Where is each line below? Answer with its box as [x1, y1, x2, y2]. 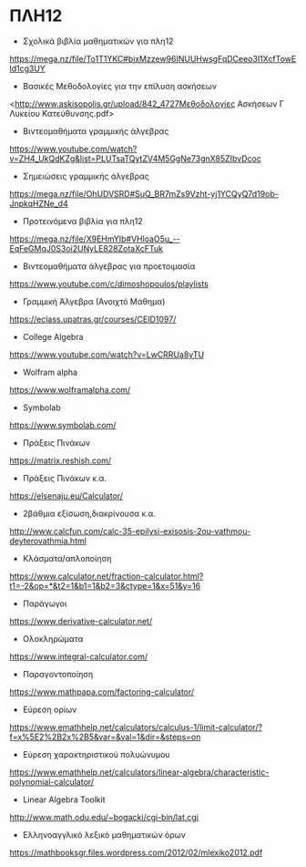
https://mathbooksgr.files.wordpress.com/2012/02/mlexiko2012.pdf [9, 847, 263, 858]
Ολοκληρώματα [22, 633, 84, 644]
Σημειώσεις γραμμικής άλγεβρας [22, 170, 150, 181]
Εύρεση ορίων [22, 704, 77, 715]
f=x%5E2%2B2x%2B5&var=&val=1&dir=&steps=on [9, 731, 201, 742]
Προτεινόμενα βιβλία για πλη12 [22, 215, 143, 226]
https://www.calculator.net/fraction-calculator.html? [9, 571, 204, 582]
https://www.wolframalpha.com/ [9, 384, 131, 395]
